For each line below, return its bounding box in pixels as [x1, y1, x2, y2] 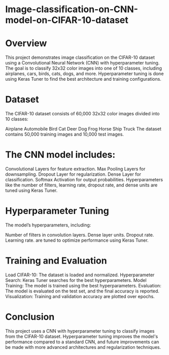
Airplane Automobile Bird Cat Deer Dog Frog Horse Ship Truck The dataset [5, 126, 161, 132]
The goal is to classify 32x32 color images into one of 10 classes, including [5, 65, 162, 72]
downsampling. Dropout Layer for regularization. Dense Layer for [5, 171, 141, 177]
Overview [5, 38, 47, 49]
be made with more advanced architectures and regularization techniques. [5, 344, 161, 350]
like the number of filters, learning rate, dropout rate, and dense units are [5, 182, 158, 188]
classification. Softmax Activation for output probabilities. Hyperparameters [5, 177, 163, 182]
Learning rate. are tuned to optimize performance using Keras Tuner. [5, 237, 149, 243]
